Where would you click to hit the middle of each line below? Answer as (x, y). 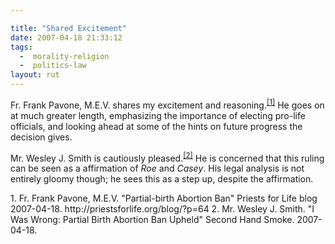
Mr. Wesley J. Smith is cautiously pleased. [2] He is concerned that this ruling (167, 157)
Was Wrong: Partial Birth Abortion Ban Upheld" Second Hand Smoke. (152, 220)
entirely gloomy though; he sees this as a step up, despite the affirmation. (162, 179)
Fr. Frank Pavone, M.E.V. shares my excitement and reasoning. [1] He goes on (167, 104)
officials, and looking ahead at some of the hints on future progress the (156, 126)
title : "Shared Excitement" (69, 28)
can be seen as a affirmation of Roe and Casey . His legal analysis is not (157, 168)
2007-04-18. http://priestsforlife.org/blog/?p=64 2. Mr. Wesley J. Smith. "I (162, 209)
